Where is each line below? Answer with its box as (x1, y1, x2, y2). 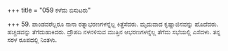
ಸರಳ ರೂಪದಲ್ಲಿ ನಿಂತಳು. (7, 36, 58, 44)
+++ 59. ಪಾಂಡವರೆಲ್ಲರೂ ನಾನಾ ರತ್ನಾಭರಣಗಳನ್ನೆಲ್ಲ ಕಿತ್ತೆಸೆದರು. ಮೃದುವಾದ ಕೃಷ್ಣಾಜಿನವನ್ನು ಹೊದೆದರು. (7, 20, 219, 28)
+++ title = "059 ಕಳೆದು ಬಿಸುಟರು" (7, 6, 91, 14)
